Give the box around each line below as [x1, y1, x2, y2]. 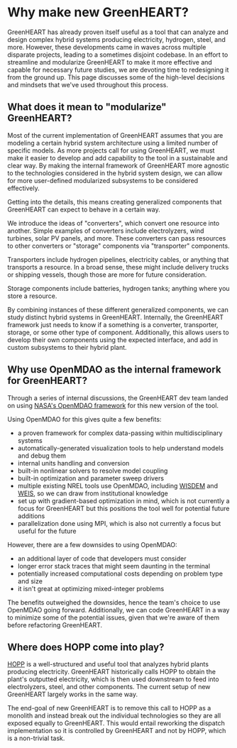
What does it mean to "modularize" [7, 101, 167, 114]
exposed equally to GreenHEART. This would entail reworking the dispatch [7, 719, 225, 727]
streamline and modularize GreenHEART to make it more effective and [7, 57, 213, 66]
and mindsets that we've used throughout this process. [7, 80, 169, 89]
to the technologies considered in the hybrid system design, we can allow [7, 168, 223, 177]
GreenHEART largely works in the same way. [7, 690, 138, 699]
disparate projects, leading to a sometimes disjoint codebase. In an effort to [7, 50, 228, 59]
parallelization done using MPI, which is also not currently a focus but [17, 519, 221, 527]
